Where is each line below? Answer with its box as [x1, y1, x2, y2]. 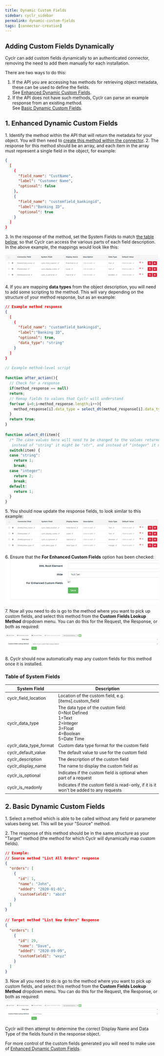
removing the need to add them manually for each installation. [5, 60, 130, 66]
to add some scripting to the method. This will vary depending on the [5, 289, 144, 295]
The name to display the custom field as [58, 763, 138, 769]
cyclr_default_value [7, 749, 46, 755]
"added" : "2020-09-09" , [18, 948, 67, 953]
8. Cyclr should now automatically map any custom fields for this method [5, 656, 152, 661]
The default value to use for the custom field [58, 749, 147, 755]
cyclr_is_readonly [7, 785, 42, 790]
